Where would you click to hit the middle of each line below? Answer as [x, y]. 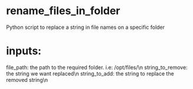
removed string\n [27, 80]
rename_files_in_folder [63, 11]
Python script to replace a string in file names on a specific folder [86, 27]
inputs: [24, 51]
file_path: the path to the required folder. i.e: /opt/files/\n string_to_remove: [97, 67]
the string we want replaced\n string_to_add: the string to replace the [90, 73]
